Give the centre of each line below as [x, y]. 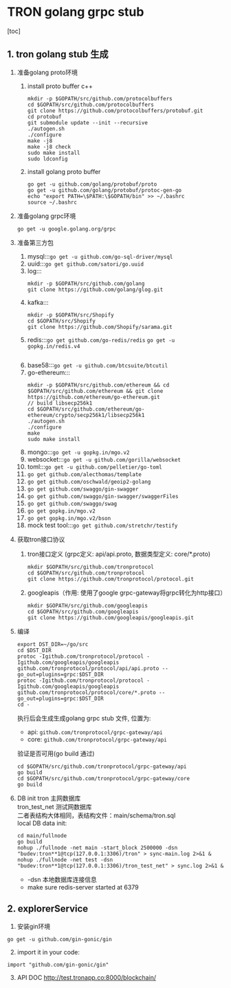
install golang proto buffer [64, 171]
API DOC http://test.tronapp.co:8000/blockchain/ [87, 977]
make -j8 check [49, 147]
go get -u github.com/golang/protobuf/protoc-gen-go [104, 190]
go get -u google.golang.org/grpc [66, 229]
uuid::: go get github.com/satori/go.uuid [86, 264]
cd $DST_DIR [34, 650]
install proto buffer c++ [60, 86]
